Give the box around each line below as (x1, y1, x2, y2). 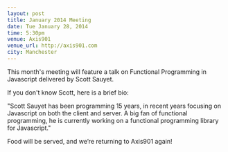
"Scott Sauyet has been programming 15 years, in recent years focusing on (7, 102, 222, 110)
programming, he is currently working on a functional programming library (7, 116, 219, 124)
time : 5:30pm (7, 29, 45, 37)
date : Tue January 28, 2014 (7, 23, 89, 30)
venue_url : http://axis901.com (7, 42, 98, 49)
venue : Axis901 (7, 36, 51, 43)
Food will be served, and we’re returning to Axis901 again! (7, 137, 173, 145)
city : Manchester (7, 49, 58, 56)
